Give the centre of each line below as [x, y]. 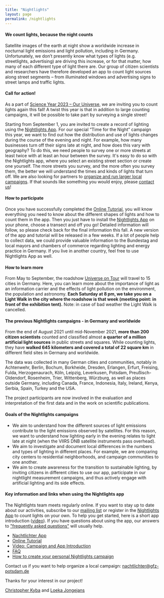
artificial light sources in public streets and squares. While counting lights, [81, 342]
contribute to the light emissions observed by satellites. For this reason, [84, 430]
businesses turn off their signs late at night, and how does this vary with [78, 145]
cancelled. [15, 310]
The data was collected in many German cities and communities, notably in [81, 362]
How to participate [24, 198]
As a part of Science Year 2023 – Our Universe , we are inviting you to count [82, 104]
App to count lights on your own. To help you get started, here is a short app [82, 515]
